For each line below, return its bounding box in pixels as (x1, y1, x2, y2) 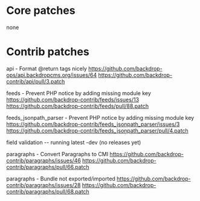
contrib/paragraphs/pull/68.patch (6, 188, 89, 195)
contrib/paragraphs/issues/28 (6, 181, 81, 188)
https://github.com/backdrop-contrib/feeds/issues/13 (6, 96, 140, 103)
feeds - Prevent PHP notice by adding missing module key (6, 89, 151, 97)
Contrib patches (6, 45, 89, 59)
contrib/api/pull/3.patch (6, 77, 65, 85)
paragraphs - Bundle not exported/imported (6, 175, 116, 182)
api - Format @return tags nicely (6, 65, 88, 72)
